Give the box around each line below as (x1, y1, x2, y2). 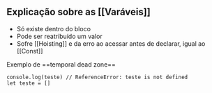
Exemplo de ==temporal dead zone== (6, 60, 116, 69)
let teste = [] (6, 80, 51, 87)
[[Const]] (16, 46, 43, 55)
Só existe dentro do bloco (16, 24, 91, 33)
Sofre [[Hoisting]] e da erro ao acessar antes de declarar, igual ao (16, 39, 206, 48)
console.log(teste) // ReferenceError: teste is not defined (6, 74, 188, 81)
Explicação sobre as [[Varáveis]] (6, 6, 151, 18)
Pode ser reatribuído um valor (16, 32, 103, 40)
